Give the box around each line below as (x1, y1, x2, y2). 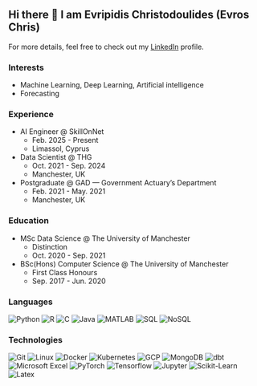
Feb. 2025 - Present (31, 136, 99, 145)
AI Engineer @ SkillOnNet (19, 127, 104, 136)
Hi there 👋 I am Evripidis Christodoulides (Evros (8, 8, 250, 22)
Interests (8, 62, 44, 73)
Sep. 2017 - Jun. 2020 (31, 276, 106, 286)
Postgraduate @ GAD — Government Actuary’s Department (19, 178, 217, 188)
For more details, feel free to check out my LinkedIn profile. (8, 42, 205, 51)
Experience (8, 109, 54, 120)
